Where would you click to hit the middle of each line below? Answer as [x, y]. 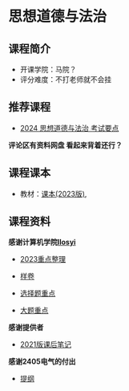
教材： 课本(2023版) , [53, 193]
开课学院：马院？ [48, 69]
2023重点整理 [43, 259]
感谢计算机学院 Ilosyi [42, 242]
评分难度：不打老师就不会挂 [66, 79]
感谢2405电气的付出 [42, 361]
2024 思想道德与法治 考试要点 [69, 128]
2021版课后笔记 [46, 344]
